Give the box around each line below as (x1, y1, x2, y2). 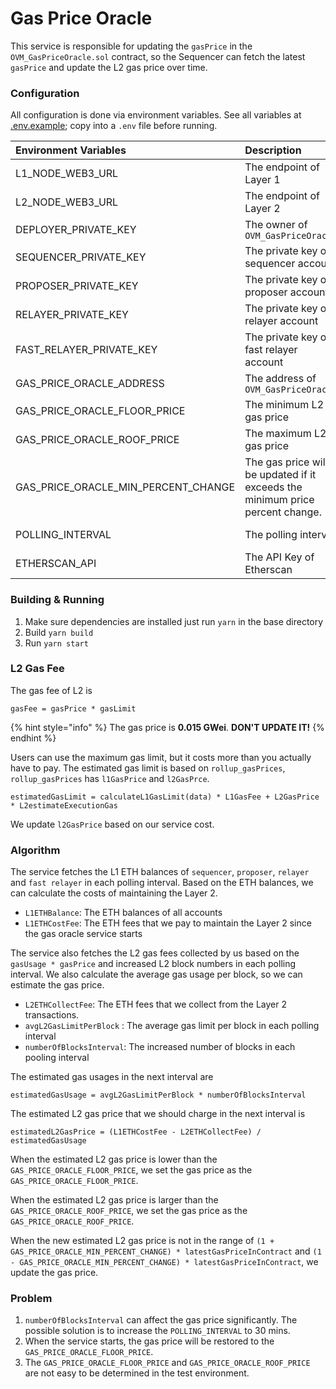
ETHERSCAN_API (15, 557, 97, 571)
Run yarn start (24, 637, 89, 649)
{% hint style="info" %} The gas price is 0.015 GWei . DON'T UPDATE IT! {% (10, 721, 325, 733)
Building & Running (10, 593, 105, 607)
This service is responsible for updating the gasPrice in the (10, 40, 253, 52)
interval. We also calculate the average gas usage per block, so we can (10, 968, 303, 981)
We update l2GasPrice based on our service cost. (10, 818, 215, 830)
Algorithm (10, 843, 61, 857)
